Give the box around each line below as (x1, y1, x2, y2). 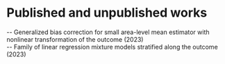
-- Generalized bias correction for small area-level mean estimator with (6, 28, 210, 36)
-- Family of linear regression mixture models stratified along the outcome (6, 42, 218, 51)
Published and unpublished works (6, 5, 208, 21)
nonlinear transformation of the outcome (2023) (6, 35, 144, 43)
